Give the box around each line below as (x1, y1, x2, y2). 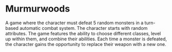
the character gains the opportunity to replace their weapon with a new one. (5, 41, 166, 47)
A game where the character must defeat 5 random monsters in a (5, 20, 144, 26)
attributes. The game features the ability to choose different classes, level (5, 30, 161, 36)
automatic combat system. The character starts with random (20, 25, 148, 31)
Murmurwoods (5, 3, 70, 15)
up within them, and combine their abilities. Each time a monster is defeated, (5, 36, 167, 42)
